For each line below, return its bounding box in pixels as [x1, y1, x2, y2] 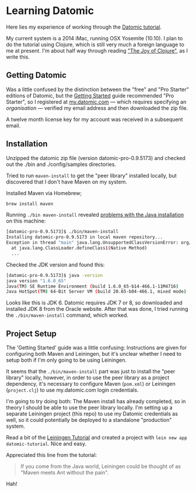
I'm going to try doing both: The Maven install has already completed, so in [6, 398, 186, 405]
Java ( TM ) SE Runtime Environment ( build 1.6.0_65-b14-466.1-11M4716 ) [6, 283, 179, 289]
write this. [6, 53, 30, 60]
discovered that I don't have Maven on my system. [6, 178, 127, 185]
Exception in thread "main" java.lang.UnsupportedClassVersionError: [6, 240, 179, 246]
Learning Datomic [6, 4, 94, 18]
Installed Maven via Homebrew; [6, 189, 82, 196]
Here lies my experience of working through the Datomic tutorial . [6, 23, 162, 30]
